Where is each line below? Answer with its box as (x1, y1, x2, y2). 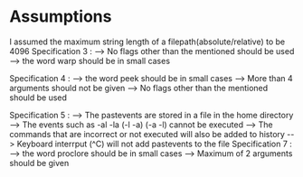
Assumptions (9, 6, 112, 27)
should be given (9, 157, 70, 168)
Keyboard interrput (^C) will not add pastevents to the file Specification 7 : (16, 138, 292, 149)
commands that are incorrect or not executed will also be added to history (9, 128, 285, 139)
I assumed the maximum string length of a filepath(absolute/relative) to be (9, 36, 286, 47)
